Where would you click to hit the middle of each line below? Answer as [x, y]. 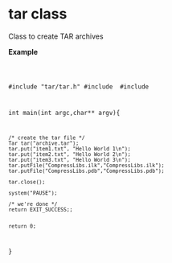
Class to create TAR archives [56, 36]
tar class [38, 14]
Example [23, 51]
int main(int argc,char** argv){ [64, 113]
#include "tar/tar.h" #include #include [79, 86]
